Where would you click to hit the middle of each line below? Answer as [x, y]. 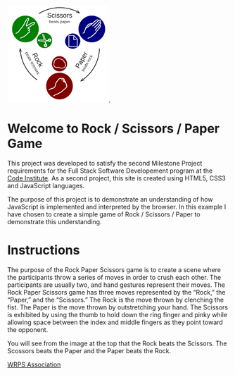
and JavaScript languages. [46, 185]
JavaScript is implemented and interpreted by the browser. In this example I [117, 207]
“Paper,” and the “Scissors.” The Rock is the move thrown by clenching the [115, 300]
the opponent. [28, 329]
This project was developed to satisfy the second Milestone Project [105, 163]
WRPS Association [34, 364]
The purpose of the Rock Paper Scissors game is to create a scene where [114, 269]
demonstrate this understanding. [55, 221]
